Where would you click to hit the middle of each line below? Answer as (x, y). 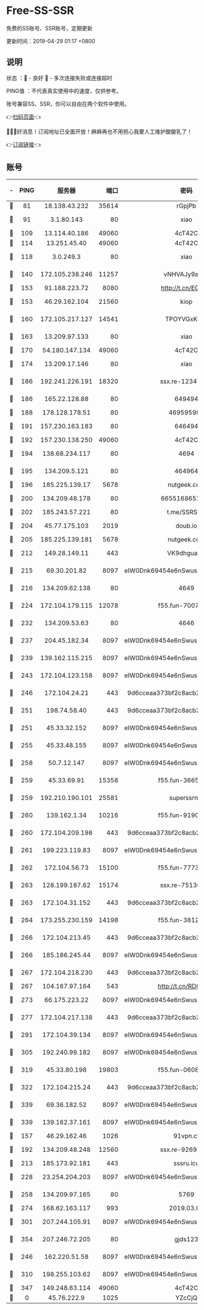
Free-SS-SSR (40, 11)
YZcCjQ (186, 1297)
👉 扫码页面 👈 (24, 117)
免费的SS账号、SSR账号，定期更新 (49, 28)
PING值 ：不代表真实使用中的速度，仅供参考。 (64, 91)
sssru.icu (186, 1163)
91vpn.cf (186, 1136)
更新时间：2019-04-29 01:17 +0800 (51, 41)
